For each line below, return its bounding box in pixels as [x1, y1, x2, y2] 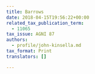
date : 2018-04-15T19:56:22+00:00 [6, 14, 90, 20]
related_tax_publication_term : [6, 20, 84, 26]
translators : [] [6, 54, 47, 60]
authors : [6, 37, 28, 43]
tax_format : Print [6, 48, 52, 54]
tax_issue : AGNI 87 [6, 31, 55, 37]
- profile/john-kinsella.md [11, 43, 82, 49]
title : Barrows [6, 8, 44, 15]
